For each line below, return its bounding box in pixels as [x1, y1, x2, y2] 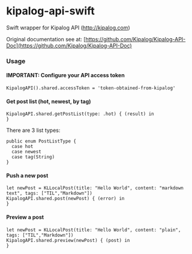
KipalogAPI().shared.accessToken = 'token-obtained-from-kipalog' [6, 85, 176, 91]
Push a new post [6, 172, 49, 179]
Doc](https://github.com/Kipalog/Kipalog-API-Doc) [6, 42, 132, 49]
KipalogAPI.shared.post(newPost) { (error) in [6, 196, 125, 202]
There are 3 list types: [6, 127, 61, 134]
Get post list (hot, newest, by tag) [6, 98, 91, 105]
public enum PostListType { [6, 138, 77, 144]
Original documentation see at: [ [6, 35, 86, 43]
